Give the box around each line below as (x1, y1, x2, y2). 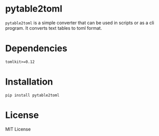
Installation (5, 76, 53, 88)
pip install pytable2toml (5, 93, 59, 98)
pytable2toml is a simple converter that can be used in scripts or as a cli (5, 20, 154, 26)
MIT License (5, 126, 31, 132)
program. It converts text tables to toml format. (5, 25, 102, 31)
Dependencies (5, 43, 67, 54)
